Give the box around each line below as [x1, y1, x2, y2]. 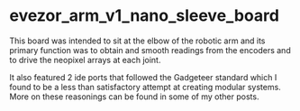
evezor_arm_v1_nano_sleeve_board [9, 5, 279, 26]
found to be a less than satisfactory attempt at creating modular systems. [9, 81, 281, 92]
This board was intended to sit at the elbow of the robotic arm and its [9, 35, 266, 46]
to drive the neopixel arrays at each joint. [9, 54, 161, 65]
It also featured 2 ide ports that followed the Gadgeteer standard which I [9, 71, 277, 82]
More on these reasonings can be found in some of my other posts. [9, 91, 259, 102]
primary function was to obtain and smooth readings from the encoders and [9, 44, 291, 55]
